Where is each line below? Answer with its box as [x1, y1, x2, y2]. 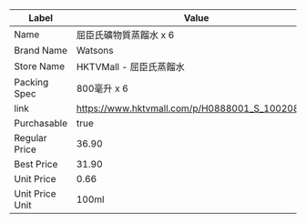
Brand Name [14, 45, 68, 56]
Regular [14, 132, 47, 144]
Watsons [76, 45, 114, 56]
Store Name [14, 60, 66, 72]
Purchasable [14, 117, 68, 129]
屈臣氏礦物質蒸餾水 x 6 [76, 29, 175, 41]
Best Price [14, 158, 58, 170]
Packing [14, 76, 49, 88]
